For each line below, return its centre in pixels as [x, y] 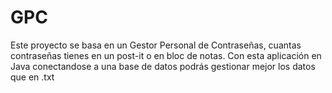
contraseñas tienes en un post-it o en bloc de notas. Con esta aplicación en [166, 55]
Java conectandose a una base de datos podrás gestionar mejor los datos [163, 66]
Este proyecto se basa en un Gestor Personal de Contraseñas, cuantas [156, 45]
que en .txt [32, 77]
